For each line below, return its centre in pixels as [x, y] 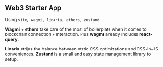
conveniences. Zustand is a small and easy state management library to [78, 54]
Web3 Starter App [33, 8]
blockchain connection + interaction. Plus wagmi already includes [72, 34]
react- [146, 34]
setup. [12, 59]
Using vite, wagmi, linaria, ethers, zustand [52, 19]
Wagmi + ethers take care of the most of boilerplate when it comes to [76, 29]
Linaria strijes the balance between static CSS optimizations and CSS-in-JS [82, 49]
